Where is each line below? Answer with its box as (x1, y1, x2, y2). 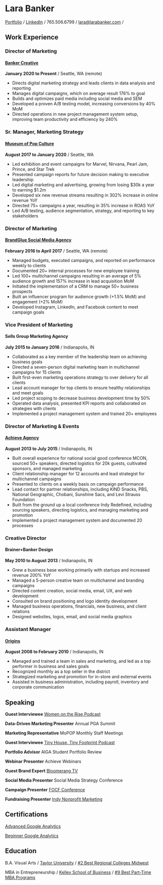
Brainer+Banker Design (5, 547, 54, 552)
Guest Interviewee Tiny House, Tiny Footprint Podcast (5, 740, 115, 746)
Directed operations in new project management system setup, (12, 111, 139, 117)
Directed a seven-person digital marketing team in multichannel (12, 364, 140, 370)
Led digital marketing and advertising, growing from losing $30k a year (12, 181, 155, 188)
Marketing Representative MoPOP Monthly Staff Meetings (5, 730, 123, 736)
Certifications (5, 810, 48, 819)
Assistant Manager (5, 626, 51, 632)
